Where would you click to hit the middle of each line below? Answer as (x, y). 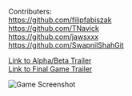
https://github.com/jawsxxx (53, 36)
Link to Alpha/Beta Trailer (50, 60)
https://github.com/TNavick (54, 28)
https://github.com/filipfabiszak (60, 20)
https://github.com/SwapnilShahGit (66, 45)
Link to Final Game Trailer (50, 69)
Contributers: (30, 12)
